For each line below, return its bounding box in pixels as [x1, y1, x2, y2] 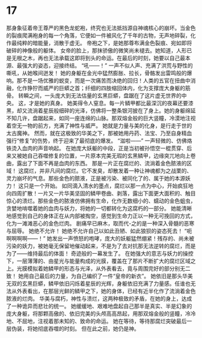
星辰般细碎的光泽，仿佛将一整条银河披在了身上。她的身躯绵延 [43, 106, 196, 114]
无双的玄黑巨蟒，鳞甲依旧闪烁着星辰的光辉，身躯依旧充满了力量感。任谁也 [6, 280, 191, 287]
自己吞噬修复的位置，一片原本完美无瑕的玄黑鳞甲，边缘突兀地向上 [26, 152, 191, 159]
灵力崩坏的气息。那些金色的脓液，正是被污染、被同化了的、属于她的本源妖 [6, 174, 191, 182]
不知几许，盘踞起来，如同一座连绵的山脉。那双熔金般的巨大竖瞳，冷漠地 [6, 114, 185, 121]
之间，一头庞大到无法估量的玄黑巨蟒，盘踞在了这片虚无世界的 [28, 91, 182, 99]
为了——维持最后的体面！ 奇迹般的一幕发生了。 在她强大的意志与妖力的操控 [6, 250, 194, 257]
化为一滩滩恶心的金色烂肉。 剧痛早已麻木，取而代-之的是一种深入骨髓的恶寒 [6, 220, 195, 227]
